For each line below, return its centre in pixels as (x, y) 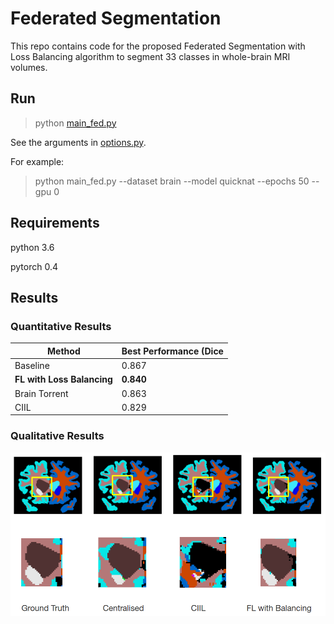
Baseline (32, 365)
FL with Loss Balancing (63, 379)
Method (64, 351)
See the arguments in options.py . (78, 142)
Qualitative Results (57, 436)
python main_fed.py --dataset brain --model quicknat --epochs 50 (172, 181)
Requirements (55, 223)
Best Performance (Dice (172, 351)
